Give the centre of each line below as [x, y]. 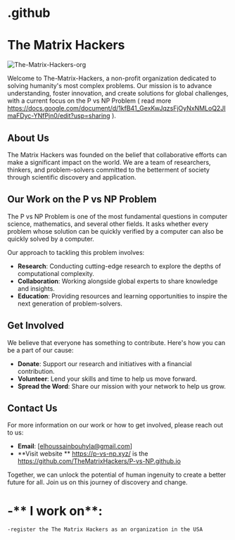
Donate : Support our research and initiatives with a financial [104, 363]
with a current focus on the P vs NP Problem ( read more [89, 101]
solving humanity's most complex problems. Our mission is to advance [110, 86]
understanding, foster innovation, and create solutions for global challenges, [118, 94]
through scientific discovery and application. [72, 177]
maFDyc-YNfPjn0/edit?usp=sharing [59, 116]
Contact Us [32, 408]
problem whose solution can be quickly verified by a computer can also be [115, 231]
